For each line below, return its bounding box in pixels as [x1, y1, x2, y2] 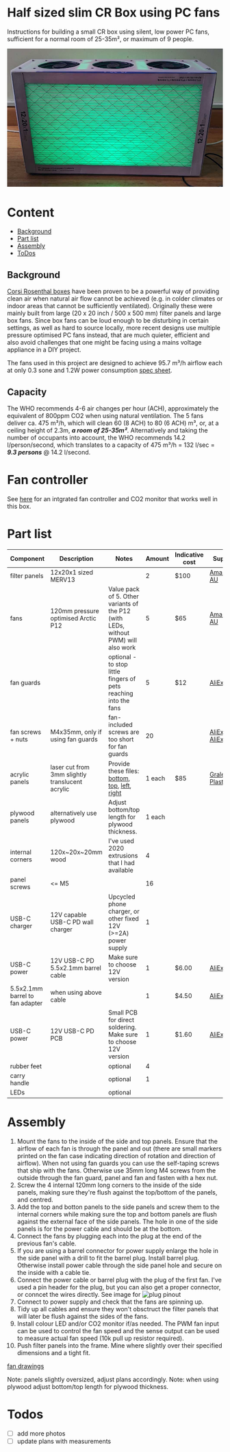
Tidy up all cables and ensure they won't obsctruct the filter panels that [16, 1304, 219, 1313]
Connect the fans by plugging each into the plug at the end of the [16, 1232, 202, 1240]
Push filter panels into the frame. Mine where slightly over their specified [16, 1341, 222, 1350]
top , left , [108, 781, 132, 790]
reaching [108, 689, 133, 698]
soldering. [108, 1023, 137, 1031]
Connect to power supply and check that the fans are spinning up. [16, 1298, 204, 1306]
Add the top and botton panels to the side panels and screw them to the [16, 1203, 220, 1211]
